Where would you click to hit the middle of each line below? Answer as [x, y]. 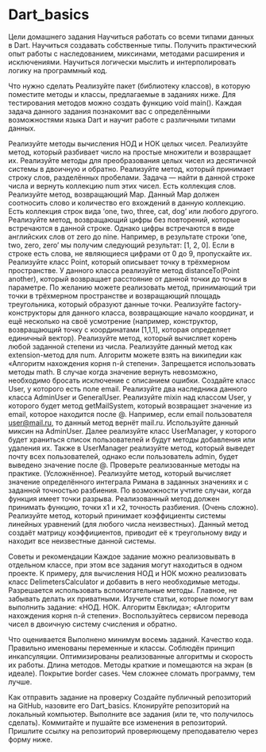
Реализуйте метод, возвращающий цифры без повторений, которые [124, 220]
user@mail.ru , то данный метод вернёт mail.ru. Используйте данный [123, 423]
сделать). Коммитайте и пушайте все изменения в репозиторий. [118, 723]
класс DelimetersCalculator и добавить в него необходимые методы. [124, 582]
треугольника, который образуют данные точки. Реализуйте [111, 304]
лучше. [20, 681]
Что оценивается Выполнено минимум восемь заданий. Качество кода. [131, 639]
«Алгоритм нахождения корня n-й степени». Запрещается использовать [132, 363]
